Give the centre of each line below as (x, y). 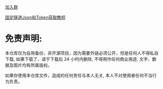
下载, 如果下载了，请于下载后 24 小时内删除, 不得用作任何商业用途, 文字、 (79, 59)
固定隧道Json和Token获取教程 (35, 17)
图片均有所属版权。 (33, 65)
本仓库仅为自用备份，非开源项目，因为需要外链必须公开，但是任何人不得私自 (82, 53)
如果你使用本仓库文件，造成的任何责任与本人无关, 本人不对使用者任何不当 (79, 75)
